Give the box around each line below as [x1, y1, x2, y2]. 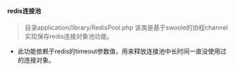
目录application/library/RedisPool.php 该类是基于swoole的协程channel [24, 23, 229, 32]
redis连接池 [7, 6, 42, 15]
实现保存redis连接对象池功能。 [24, 32, 114, 41]
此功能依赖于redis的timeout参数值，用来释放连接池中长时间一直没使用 [17, 47, 220, 56]
